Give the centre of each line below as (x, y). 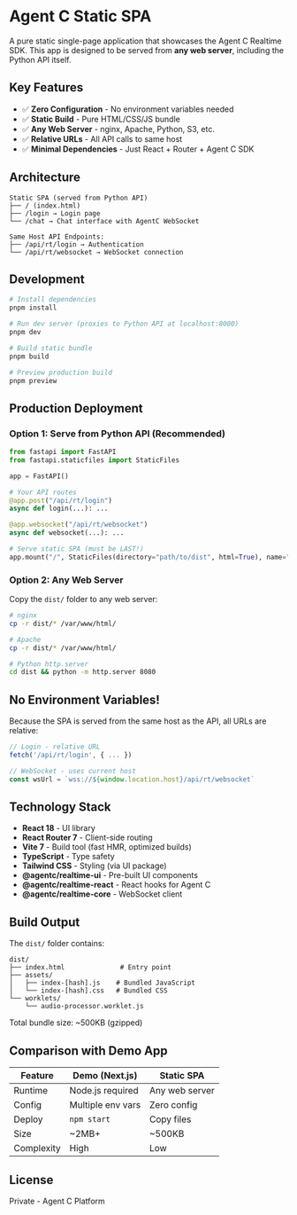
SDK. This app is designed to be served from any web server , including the (147, 50)
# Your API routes (43, 492)
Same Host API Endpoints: (57, 237)
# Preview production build (61, 372)
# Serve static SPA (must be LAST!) (76, 549)
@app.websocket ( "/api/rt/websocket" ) (79, 525)
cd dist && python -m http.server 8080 (83, 672)
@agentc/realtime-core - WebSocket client (102, 894)
